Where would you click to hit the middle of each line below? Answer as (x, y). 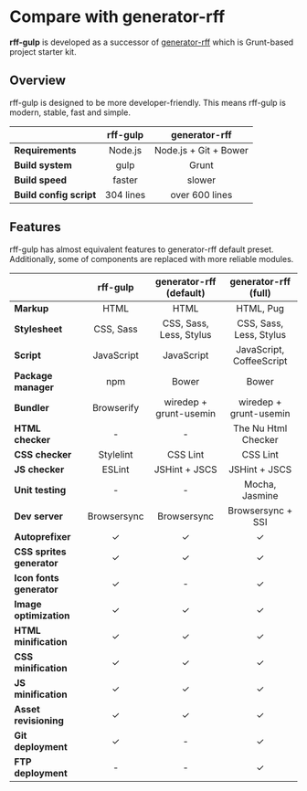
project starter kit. (43, 51)
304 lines (125, 195)
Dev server (39, 516)
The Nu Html (260, 428)
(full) (260, 292)
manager (34, 387)
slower (201, 180)
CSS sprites (40, 552)
